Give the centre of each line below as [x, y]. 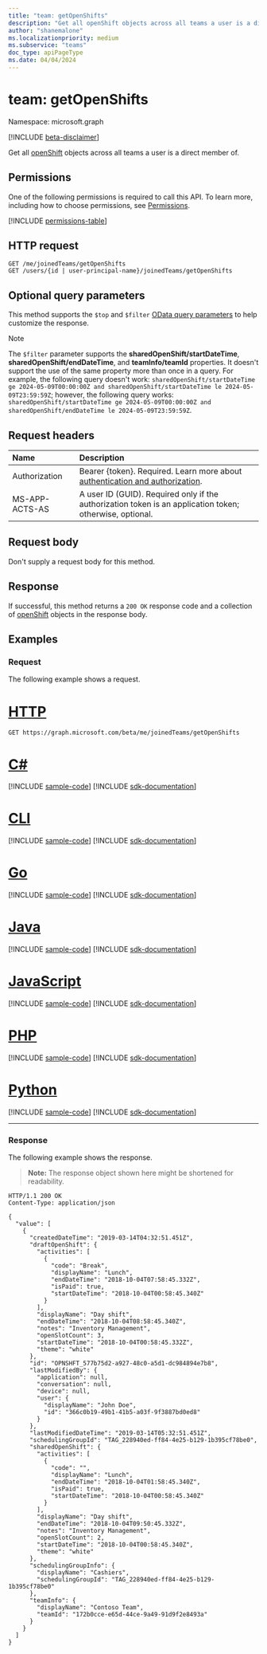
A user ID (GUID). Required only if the [149, 494]
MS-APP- [31, 499]
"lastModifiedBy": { [63, 1371]
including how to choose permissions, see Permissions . [99, 205]
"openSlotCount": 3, [71, 1336]
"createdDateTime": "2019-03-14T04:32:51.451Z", [111, 1238]
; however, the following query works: [112, 395]
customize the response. [49, 323]
